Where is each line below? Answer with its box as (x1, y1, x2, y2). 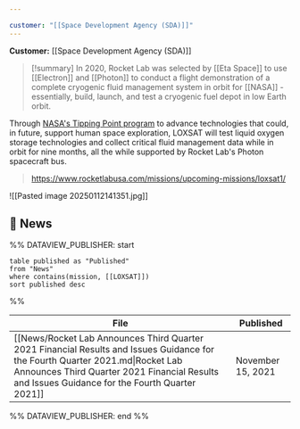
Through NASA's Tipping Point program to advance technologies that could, (9, 118, 289, 128)
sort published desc (9, 280, 87, 290)
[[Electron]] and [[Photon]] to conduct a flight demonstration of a (30, 72, 271, 83)
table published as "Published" (9, 257, 129, 266)
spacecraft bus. (9, 155, 67, 166)
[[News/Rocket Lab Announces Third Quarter (13, 332, 204, 344)
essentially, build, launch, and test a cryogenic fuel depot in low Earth (30, 91, 287, 102)
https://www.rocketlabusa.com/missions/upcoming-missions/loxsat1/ (30, 173, 287, 184)
